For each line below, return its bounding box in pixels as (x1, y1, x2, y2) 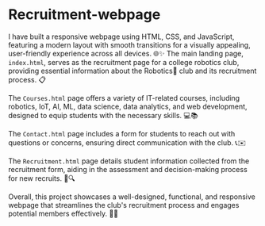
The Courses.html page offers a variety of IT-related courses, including (8, 93, 240, 102)
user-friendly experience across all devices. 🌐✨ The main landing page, (8, 48, 244, 58)
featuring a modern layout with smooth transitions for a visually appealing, (8, 40, 252, 49)
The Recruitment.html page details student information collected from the (8, 156, 250, 166)
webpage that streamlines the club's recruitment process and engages (8, 200, 240, 209)
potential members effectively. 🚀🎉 (8, 209, 119, 218)
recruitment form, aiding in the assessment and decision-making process (8, 164, 248, 174)
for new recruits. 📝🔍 (8, 173, 75, 183)
